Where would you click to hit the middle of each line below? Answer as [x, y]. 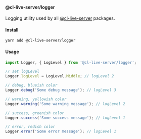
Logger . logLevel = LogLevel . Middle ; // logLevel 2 [60, 76]
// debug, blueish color [31, 85]
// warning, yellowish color [36, 99]
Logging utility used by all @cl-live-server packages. [60, 18]
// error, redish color [30, 127]
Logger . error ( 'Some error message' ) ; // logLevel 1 [61, 131]
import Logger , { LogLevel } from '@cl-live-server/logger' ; [71, 62]
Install [12, 30]
